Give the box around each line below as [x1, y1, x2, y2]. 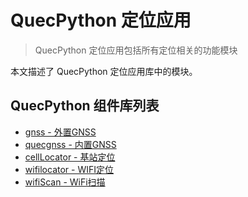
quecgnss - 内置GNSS [24, 138, 117, 150]
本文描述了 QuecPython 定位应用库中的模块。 [10, 65, 198, 77]
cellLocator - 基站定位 [24, 151, 116, 163]
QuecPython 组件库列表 [10, 97, 160, 115]
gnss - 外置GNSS [24, 126, 97, 138]
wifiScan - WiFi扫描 [24, 176, 106, 188]
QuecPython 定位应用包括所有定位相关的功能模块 [34, 44, 238, 56]
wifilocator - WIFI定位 [24, 163, 114, 175]
